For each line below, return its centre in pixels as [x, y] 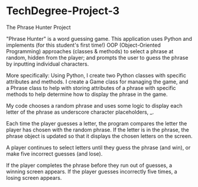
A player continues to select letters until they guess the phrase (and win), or [98, 147]
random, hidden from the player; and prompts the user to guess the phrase [97, 57]
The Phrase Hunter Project [38, 27]
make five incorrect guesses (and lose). [54, 154]
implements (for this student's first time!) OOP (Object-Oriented [83, 45]
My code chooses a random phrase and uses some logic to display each [95, 105]
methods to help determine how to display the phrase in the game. [87, 94]
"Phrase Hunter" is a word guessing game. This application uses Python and [99, 38]
